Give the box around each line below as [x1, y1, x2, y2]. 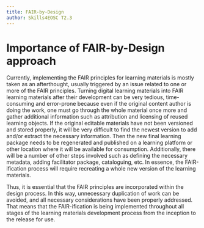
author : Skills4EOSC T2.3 [6, 15, 72, 21]
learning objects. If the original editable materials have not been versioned [6, 120, 194, 127]
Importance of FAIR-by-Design [6, 41, 165, 55]
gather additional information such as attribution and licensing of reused [6, 113, 188, 120]
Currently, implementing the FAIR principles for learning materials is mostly [6, 74, 194, 81]
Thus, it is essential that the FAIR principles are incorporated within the [6, 183, 184, 191]
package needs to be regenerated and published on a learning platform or [6, 139, 193, 147]
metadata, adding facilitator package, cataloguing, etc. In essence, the [6, 158, 184, 166]
